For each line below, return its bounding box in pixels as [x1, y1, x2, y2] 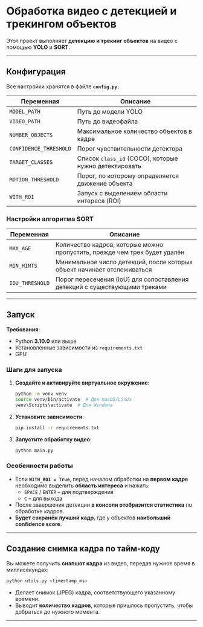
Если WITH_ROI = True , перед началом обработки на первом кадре [14, 475, 188, 482]
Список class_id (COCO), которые [77, 154, 178, 163]
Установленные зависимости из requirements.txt [14, 343, 143, 351]
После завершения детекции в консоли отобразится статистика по [14, 501, 192, 508]
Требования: [6, 325, 40, 333]
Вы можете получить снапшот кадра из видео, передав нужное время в [6, 559, 195, 567]
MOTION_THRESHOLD [9, 176, 59, 183]
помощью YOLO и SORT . [6, 44, 71, 51]
